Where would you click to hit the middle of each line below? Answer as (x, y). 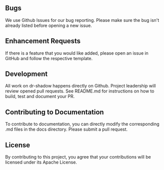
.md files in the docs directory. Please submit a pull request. (66, 129)
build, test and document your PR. (40, 96)
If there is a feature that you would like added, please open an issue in (77, 53)
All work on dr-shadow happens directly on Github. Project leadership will (81, 86)
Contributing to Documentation (55, 112)
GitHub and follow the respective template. (49, 58)
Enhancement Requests (43, 41)
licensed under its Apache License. (41, 162)
